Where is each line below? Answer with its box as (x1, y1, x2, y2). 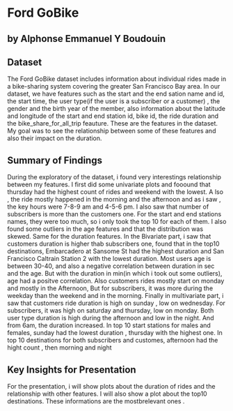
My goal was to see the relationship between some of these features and (7, 127, 216, 135)
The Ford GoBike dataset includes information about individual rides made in (7, 75, 227, 83)
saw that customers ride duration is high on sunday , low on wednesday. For (7, 299, 226, 308)
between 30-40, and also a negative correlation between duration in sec (7, 262, 215, 270)
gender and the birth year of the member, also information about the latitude (7, 105, 226, 113)
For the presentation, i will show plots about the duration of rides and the (7, 382, 216, 391)
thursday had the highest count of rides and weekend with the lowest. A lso (7, 188, 224, 196)
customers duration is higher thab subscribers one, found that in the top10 (7, 239, 220, 248)
